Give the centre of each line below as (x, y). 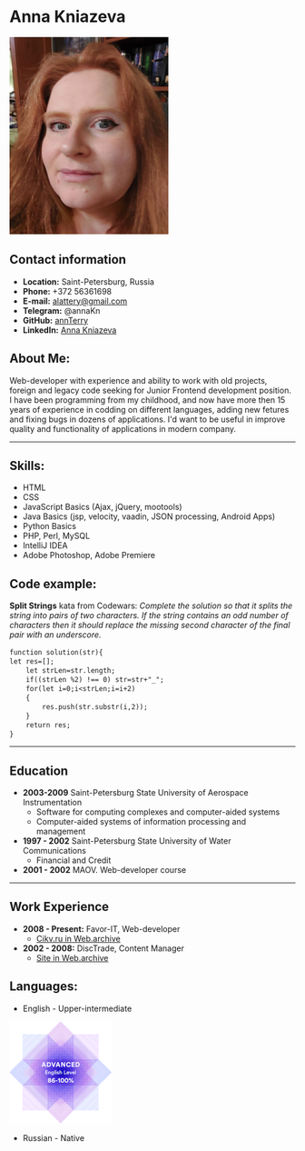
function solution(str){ (56, 653)
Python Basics (49, 526)
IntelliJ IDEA (45, 545)
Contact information (68, 260)
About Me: (40, 359)
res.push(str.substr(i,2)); (95, 707)
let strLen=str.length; (71, 671)
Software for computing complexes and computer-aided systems (158, 812)
